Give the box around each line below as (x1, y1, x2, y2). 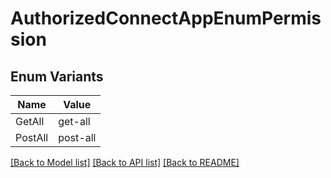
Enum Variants (10, 68, 104, 85)
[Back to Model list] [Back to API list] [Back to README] (10, 157, 240, 168)
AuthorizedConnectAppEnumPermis (10, 7, 322, 30)
